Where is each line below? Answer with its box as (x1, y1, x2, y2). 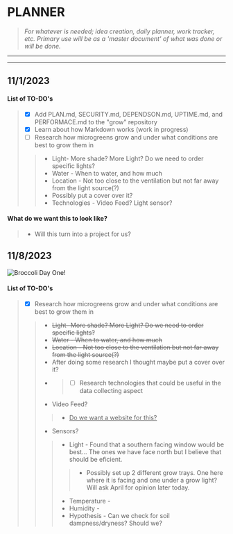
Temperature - (69, 497, 111, 506)
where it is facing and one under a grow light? (86, 476, 217, 485)
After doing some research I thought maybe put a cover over (51, 358, 225, 366)
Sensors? (51, 427, 79, 435)
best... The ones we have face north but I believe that (69, 448, 222, 456)
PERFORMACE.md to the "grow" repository (34, 117, 158, 126)
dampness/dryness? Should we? (69, 519, 163, 528)
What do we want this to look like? (7, 215, 107, 223)
